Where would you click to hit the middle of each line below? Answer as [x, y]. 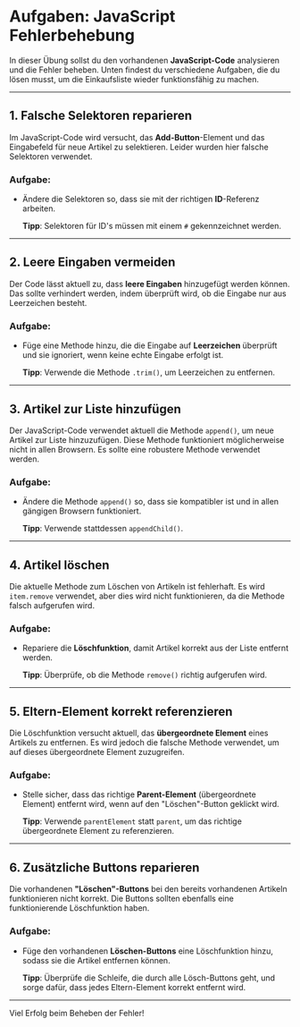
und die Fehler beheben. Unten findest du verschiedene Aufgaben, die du [145, 70]
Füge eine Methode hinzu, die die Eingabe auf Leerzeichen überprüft [150, 345]
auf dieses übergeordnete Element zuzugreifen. [97, 752]
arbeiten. [39, 208]
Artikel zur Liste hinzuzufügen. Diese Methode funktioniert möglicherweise [147, 439]
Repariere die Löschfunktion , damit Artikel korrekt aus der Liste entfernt [155, 648]
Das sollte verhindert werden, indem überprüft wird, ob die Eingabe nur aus [148, 293]
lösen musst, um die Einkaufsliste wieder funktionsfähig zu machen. [134, 79]
